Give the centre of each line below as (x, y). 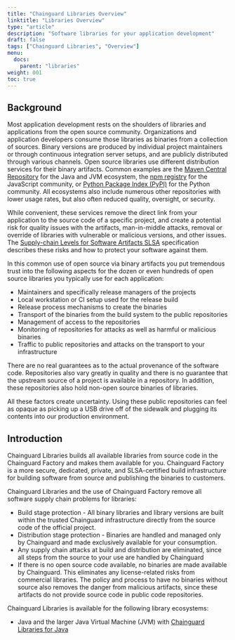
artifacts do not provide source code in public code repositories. (110, 595)
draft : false (26, 40)
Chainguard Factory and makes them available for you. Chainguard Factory (116, 463)
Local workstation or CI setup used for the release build (98, 300)
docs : (22, 60)
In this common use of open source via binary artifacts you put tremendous (116, 263)
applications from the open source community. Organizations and (102, 132)
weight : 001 (25, 72)
